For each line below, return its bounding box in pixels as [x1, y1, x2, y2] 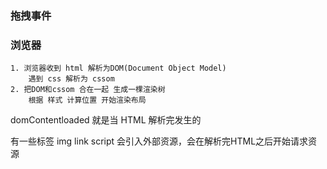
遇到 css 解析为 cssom [28, 74, 115, 84]
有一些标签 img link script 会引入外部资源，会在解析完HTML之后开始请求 [10, 135, 309, 147]
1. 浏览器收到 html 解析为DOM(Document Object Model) [10, 63, 227, 74]
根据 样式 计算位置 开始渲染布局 [28, 95, 147, 106]
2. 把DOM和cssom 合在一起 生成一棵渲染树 [10, 85, 166, 95]
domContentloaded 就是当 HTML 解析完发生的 [10, 114, 202, 126]
